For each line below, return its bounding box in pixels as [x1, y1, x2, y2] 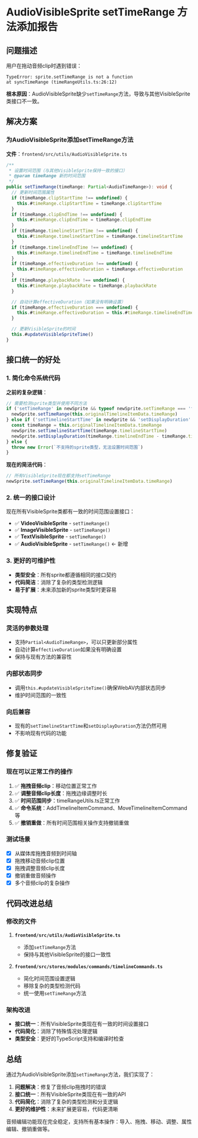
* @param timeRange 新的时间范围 [8, 173, 85, 179]
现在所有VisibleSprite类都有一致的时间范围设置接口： [6, 508, 135, 515]
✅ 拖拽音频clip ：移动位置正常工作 [14, 782, 97, 789]
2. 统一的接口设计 [6, 493, 56, 502]
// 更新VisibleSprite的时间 [11, 326, 76, 332]
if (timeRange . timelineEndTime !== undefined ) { [11, 244, 133, 250]
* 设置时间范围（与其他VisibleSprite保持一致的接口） [8, 168, 128, 174]
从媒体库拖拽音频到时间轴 [14, 849, 77, 856]
